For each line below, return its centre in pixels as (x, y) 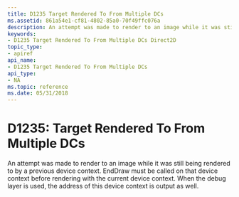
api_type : (22, 73)
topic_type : (25, 47)
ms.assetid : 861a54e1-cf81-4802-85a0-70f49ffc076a (84, 21)
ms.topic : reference (38, 87)
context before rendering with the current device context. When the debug (117, 179)
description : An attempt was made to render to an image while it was (114, 27)
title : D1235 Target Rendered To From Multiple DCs (85, 14)
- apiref (20, 54)
